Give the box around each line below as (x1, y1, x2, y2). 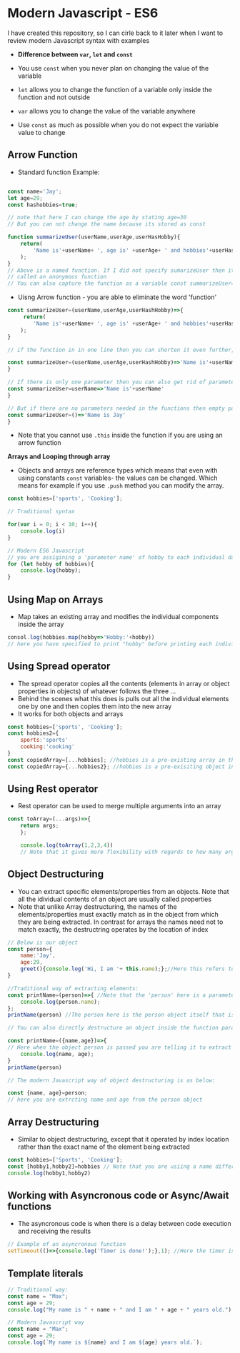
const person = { (7, 945, 53, 952)
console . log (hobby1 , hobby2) (7, 1170, 91, 1177)
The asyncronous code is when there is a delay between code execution (17, 1219, 232, 1228)
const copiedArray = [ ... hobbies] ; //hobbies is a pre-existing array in (7, 756, 225, 763)
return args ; (20, 823, 59, 830)
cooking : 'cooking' (20, 743, 75, 750)
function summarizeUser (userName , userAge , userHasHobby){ (7, 233, 181, 241)
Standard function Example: (17, 168, 100, 176)
